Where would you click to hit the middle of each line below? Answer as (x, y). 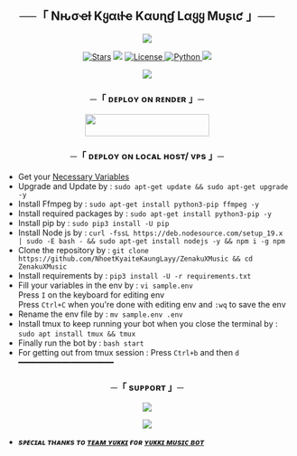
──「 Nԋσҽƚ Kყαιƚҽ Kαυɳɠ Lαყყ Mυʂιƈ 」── (147, 16)
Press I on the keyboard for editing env (91, 294)
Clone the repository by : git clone (83, 250)
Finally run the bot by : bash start (81, 343)
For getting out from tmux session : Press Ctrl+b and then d (129, 352)
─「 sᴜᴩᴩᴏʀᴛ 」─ (147, 387)
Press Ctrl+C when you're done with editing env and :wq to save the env (152, 304)
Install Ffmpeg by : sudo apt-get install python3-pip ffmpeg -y (139, 204)
